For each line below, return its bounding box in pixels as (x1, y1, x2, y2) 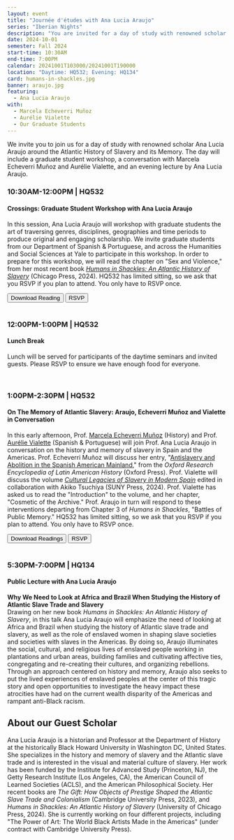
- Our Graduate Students (13, 120, 86, 128)
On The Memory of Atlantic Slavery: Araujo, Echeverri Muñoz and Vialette (7, 408, 226, 417)
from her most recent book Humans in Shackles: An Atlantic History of (7, 264, 211, 273)
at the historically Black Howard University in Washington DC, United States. (7, 743, 227, 751)
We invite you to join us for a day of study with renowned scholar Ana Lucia (7, 140, 225, 148)
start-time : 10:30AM (7, 50, 68, 57)
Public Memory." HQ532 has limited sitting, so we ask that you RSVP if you (7, 512, 222, 521)
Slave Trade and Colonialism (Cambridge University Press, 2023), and (7, 795, 210, 804)
